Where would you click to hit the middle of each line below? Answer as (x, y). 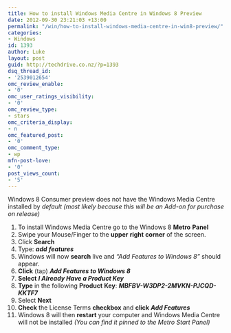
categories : (25, 33)
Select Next (35, 301)
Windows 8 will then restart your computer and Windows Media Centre (119, 315)
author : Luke (26, 52)
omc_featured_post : (36, 135)
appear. (29, 264)
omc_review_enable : (36, 84)
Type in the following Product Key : (67, 286)
